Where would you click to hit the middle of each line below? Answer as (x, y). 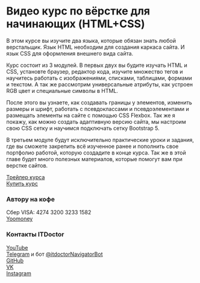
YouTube (17, 247)
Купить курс (22, 183)
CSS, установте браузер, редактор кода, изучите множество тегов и (95, 71)
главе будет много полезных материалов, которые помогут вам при (94, 159)
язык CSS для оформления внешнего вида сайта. (70, 53)
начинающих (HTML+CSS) (76, 24)
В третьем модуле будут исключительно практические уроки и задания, (100, 139)
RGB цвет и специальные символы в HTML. (62, 91)
